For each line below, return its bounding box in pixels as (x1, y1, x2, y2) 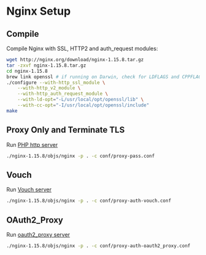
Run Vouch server (6, 186, 52, 193)
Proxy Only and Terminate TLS (6, 125, 125, 135)
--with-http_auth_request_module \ (17, 91, 109, 97)
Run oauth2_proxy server (6, 231, 71, 238)
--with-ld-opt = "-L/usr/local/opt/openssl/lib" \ (17, 97, 144, 103)
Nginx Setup (6, 4, 71, 18)
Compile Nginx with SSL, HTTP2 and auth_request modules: (6, 45, 158, 52)
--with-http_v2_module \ (17, 85, 81, 91)
